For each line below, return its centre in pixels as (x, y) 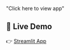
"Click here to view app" (35, 8)
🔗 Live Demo (29, 26)
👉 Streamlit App (26, 41)
